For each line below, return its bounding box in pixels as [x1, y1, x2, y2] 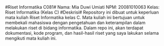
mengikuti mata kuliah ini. [5, 35, 57, 41]
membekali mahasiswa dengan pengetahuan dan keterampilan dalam [5, 20, 146, 25]
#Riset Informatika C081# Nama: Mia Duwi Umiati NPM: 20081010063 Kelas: [5, 4, 160, 10]
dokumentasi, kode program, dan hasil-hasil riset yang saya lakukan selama [5, 30, 159, 36]
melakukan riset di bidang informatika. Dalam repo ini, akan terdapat [5, 25, 144, 31]
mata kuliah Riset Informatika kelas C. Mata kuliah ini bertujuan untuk [5, 15, 145, 20]
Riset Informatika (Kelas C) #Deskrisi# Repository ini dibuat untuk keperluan [5, 9, 159, 15]
